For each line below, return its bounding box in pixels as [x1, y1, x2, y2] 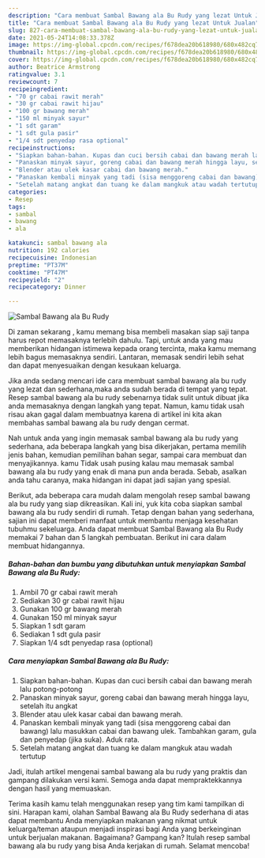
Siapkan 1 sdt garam [19, 622, 86, 631]
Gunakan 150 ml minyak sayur [19, 613, 118, 622]
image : [8, 41, 30, 49]
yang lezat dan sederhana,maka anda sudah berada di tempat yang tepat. [8, 384, 248, 394]
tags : [8, 202, 26, 210]
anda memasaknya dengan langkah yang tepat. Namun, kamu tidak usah [8, 401, 244, 411]
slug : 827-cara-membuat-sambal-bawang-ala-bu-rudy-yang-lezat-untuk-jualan [8, 26, 263, 34]
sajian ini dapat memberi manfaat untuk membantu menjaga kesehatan [8, 516, 239, 526]
